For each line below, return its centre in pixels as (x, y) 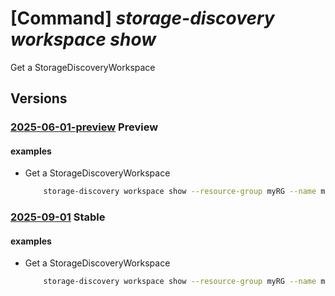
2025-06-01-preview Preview (84, 127)
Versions (39, 98)
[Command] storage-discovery (142, 18)
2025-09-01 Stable (58, 217)
